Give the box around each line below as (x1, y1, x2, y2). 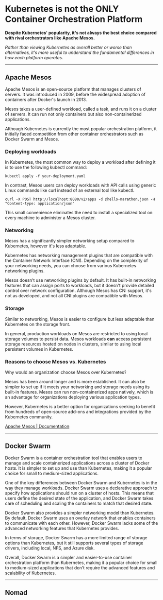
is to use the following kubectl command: (5, 164, 87, 171)
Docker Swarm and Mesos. (5, 136, 59, 142)
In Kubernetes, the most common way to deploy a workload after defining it (5, 159, 156, 165)
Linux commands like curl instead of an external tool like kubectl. (5, 188, 135, 193)
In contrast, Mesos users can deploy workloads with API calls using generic (5, 182, 156, 188)
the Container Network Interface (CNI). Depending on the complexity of (5, 257, 148, 263)
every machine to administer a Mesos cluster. (5, 215, 96, 221)
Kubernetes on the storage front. (5, 321, 70, 327)
